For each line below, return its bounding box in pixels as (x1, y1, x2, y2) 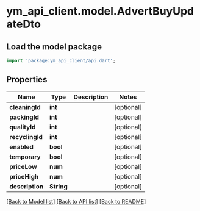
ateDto (6, 17, 41, 31)
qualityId (9, 123, 36, 131)
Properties (6, 74, 48, 85)
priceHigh (9, 172, 39, 181)
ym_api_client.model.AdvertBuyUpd (6, 4, 194, 18)
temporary (9, 152, 41, 161)
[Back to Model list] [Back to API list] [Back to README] (6, 198, 146, 205)
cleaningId (9, 102, 41, 111)
